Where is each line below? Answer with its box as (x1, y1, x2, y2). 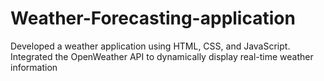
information (10, 61, 58, 73)
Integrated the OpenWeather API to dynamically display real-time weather (10, 50, 314, 62)
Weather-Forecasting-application (10, 7, 296, 30)
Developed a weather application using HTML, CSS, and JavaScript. (10, 40, 291, 52)
